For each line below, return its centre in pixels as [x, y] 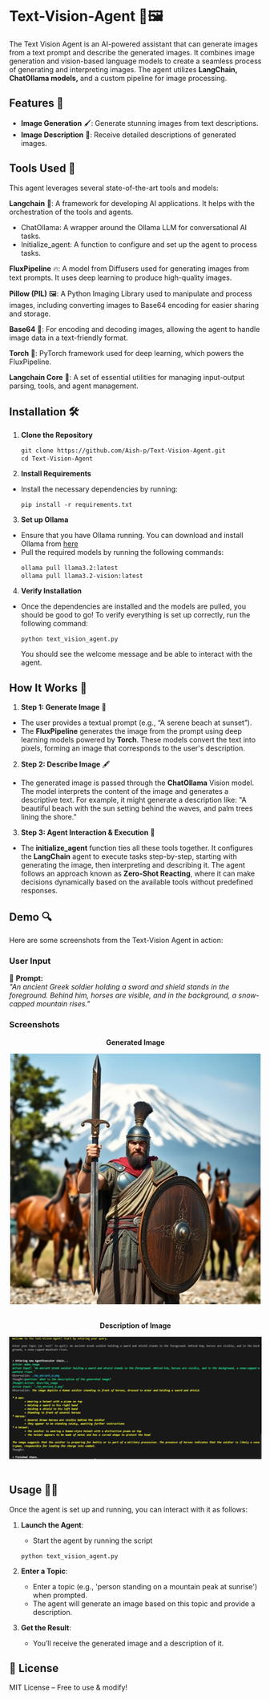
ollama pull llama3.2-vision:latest [82, 576]
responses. [39, 891]
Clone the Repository [56, 435]
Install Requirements [56, 474]
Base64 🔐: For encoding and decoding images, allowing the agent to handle [135, 329]
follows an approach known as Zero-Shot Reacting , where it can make [138, 874]
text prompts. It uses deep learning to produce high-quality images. [121, 277]
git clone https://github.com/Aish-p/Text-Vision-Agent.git [123, 451]
